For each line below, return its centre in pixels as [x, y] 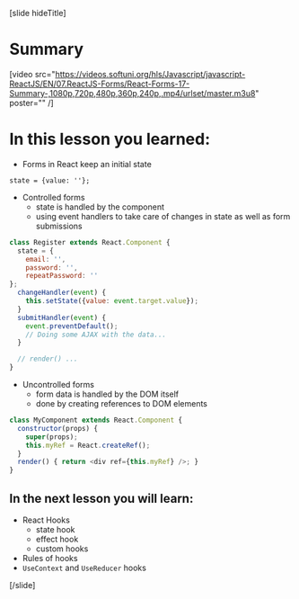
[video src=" [32, 74]
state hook [55, 529]
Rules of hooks [50, 558]
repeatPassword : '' [62, 276]
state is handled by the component [100, 207]
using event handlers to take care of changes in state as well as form [163, 216]
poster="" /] [31, 103]
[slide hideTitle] [38, 13]
